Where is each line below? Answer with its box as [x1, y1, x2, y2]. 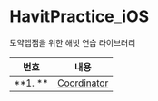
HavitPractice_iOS [9, 6, 150, 27]
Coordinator [57, 77, 109, 89]
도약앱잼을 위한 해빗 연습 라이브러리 [9, 37, 136, 48]
